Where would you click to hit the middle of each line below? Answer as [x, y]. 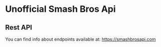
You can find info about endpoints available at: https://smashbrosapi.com [80, 39]
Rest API [19, 27]
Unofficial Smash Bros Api [60, 9]
